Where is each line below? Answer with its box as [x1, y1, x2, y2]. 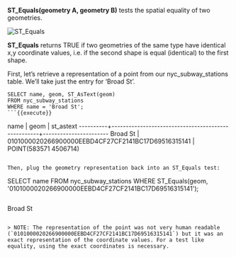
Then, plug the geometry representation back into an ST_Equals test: [7, 164, 220, 171]
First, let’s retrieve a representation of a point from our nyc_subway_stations [7, 70, 229, 78]
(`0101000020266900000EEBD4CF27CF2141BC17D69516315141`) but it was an [7, 230, 223, 237]
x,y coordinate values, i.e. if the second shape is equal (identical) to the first [7, 49, 229, 57]
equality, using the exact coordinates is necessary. [7, 243, 170, 250]
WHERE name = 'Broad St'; [7, 103, 84, 110]
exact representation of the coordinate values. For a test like [7, 236, 204, 244]
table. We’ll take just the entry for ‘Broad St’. [7, 77, 135, 86]
